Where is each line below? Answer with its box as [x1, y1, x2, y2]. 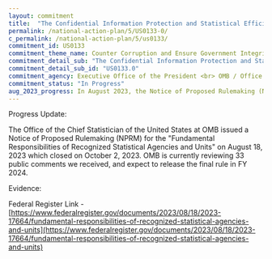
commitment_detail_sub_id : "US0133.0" [8, 65, 139, 73]
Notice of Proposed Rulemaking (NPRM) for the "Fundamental [8, 134, 215, 143]
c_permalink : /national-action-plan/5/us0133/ [8, 34, 168, 43]
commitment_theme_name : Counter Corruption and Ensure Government [8, 49, 237, 57]
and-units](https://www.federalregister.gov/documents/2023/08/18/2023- [8, 225, 256, 235]
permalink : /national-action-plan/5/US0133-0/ [8, 27, 168, 35]
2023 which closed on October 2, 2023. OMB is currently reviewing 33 [8, 151, 244, 160]
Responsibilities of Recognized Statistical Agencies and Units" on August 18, [8, 142, 263, 152]
